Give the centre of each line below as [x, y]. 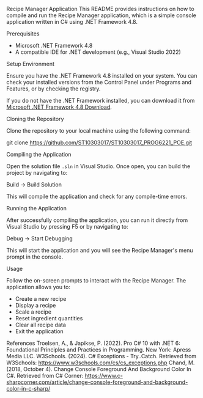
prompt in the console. [35, 257]
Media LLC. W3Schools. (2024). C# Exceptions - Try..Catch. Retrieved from [102, 356]
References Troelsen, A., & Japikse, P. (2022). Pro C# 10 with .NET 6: [93, 343]
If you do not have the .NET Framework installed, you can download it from [101, 101]
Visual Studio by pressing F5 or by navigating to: [67, 227]
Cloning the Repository [35, 119]
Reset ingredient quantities [49, 318]
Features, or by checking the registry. [54, 89]
